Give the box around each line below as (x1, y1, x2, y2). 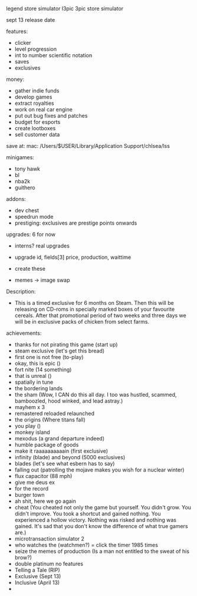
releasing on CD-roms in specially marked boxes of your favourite (14, 306, 175, 312)
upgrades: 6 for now (6, 231, 56, 238)
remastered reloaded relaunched (14, 410, 95, 417)
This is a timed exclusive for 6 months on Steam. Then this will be (14, 299, 174, 306)
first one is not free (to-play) (14, 354, 84, 360)
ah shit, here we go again (14, 498, 77, 505)
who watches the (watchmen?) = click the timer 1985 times (14, 542, 158, 548)
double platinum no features (14, 560, 84, 567)
